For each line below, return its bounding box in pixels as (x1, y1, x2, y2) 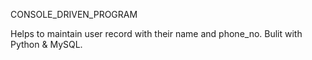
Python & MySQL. (10, 39, 83, 50)
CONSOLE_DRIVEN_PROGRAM (10, 9, 138, 20)
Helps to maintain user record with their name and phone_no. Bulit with (10, 28, 303, 39)
